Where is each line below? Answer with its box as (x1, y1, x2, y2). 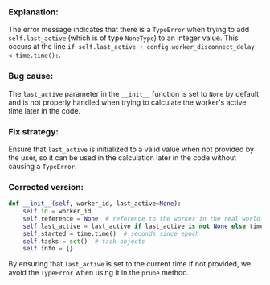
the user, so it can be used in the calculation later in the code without (8, 152, 237, 163)
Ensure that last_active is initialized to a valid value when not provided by (8, 144, 255, 154)
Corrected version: (8, 181, 84, 192)
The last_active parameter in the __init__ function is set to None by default (8, 89, 260, 98)
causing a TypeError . (8, 161, 78, 171)
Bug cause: (8, 71, 54, 82)
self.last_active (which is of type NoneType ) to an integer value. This (8, 33, 239, 43)
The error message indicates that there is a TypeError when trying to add (8, 25, 250, 35)
